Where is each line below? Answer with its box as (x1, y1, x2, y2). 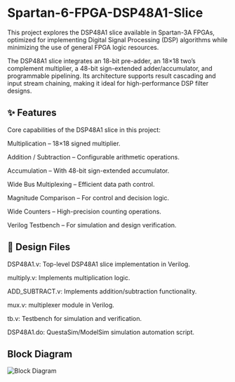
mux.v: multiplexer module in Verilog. (7, 301, 114, 309)
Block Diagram (7, 348, 72, 360)
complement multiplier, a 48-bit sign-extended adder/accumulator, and (7, 64, 213, 72)
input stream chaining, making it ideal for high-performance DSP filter (7, 79, 209, 87)
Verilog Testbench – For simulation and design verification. (7, 220, 177, 229)
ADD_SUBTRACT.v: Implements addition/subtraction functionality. (7, 286, 197, 296)
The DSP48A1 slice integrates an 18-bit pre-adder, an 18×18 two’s (7, 56, 196, 65)
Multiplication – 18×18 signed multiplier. (7, 139, 121, 147)
